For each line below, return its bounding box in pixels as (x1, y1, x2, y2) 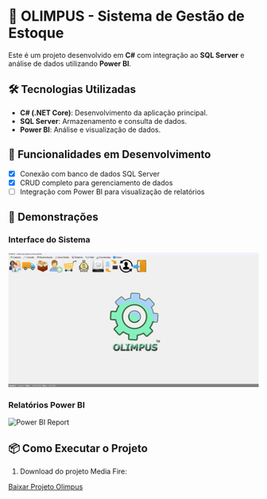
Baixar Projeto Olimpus (8, 482, 83, 492)
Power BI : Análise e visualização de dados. (19, 125, 161, 134)
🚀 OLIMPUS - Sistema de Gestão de (8, 7, 245, 25)
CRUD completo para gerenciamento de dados (19, 178, 173, 188)
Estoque (8, 24, 64, 42)
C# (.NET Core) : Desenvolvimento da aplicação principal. (19, 107, 208, 118)
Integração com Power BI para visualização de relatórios (19, 187, 205, 196)
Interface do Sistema (8, 234, 91, 246)
